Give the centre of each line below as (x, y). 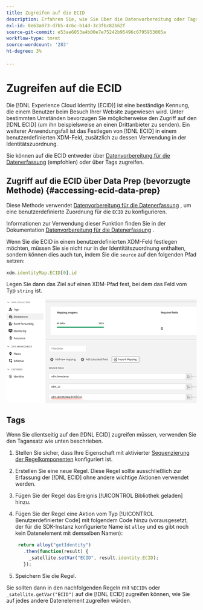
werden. (25, 484)
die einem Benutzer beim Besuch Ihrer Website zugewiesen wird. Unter (95, 112)
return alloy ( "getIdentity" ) (55, 545)
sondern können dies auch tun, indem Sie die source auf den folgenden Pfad (101, 254)
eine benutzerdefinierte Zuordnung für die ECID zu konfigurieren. (87, 212)
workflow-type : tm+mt (34, 39)
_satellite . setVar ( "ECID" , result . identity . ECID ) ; (94, 558)
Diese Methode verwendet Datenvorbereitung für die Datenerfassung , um (99, 205)
